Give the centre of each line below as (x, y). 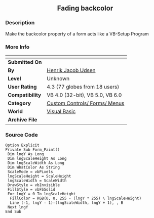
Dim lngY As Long (26, 154)
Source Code (22, 135)
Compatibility (25, 95)
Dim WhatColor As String (33, 167)
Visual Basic (61, 111)
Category (20, 103)
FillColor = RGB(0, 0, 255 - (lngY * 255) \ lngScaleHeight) (76, 199)
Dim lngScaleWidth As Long (36, 163)
